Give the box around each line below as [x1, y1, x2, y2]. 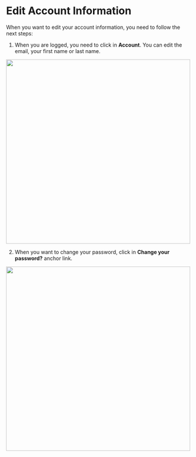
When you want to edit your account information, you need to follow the [6, 24, 181, 31]
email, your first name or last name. [14, 47, 101, 54]
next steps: [6, 29, 34, 37]
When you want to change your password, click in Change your [14, 248, 170, 255]
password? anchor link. [14, 255, 72, 262]
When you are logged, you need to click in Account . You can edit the [14, 41, 182, 48]
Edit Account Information [6, 4, 132, 18]
